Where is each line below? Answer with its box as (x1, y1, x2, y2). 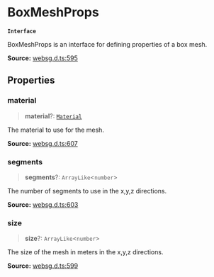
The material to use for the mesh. (7, 125, 105, 134)
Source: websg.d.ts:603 (7, 200, 79, 209)
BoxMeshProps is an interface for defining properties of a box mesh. (7, 40, 208, 48)
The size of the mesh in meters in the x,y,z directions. (7, 248, 164, 256)
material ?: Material (24, 111, 82, 120)
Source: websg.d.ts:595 (7, 54, 78, 62)
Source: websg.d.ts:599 (7, 261, 79, 270)
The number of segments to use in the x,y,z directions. (7, 186, 167, 195)
